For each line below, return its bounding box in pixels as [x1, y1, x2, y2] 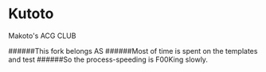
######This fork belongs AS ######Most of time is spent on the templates [8, 46, 258, 55]
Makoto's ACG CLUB [8, 31, 76, 40]
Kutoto [8, 5, 54, 23]
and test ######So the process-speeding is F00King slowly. [8, 55, 209, 64]
